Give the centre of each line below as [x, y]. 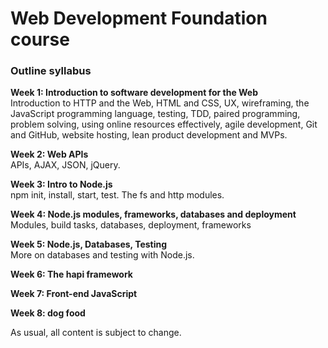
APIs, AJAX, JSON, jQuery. [65, 165]
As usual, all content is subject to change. [96, 333]
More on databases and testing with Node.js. [102, 255]
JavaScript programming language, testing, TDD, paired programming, [155, 114]
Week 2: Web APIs [49, 154]
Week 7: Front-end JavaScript [74, 294]
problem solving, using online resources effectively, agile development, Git [164, 124]
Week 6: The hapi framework [71, 274]
